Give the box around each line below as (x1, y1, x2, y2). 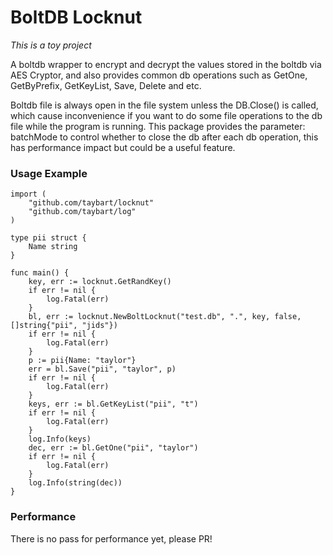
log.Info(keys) (28, 434, 92, 445)
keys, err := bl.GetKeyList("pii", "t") (28, 399, 199, 410)
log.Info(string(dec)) (28, 478, 123, 488)
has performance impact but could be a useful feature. (10, 141, 236, 153)
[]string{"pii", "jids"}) (10, 321, 118, 331)
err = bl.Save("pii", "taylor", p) (28, 364, 177, 375)
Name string (28, 242, 78, 252)
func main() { (10, 268, 70, 278)
